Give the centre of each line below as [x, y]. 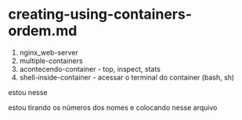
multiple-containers [51, 61]
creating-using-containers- [100, 14]
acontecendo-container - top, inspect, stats [90, 69]
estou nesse [28, 92]
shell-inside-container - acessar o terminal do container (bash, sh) [127, 77]
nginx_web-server [49, 52]
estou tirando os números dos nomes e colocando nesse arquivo [113, 108]
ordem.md [43, 31]
